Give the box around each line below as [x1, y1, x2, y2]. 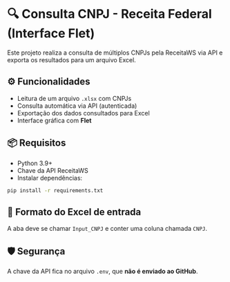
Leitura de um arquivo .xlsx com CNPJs [17, 94, 132, 102]
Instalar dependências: [17, 173, 83, 182]
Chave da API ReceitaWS [17, 166, 88, 174]
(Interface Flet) [7, 26, 95, 41]
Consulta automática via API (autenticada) [17, 102, 137, 110]
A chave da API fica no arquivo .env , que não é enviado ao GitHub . [7, 267, 198, 276]
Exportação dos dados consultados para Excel [17, 109, 150, 117]
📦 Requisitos [7, 137, 66, 149]
